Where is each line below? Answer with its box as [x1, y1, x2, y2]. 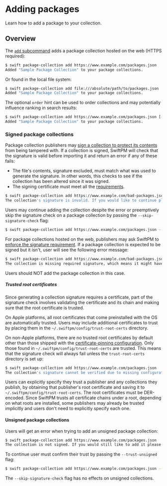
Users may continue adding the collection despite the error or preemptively [5, 207, 159, 213]
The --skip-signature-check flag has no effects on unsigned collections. [5, 475, 154, 482]
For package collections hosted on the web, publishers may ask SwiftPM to [5, 236, 159, 242]
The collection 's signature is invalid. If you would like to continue [5, 198, 157, 203]
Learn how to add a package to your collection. [5, 20, 102, 26]
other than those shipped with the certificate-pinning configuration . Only [5, 340, 154, 346]
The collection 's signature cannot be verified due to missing [5, 370, 139, 375]
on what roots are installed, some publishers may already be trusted [5, 400, 145, 406]
